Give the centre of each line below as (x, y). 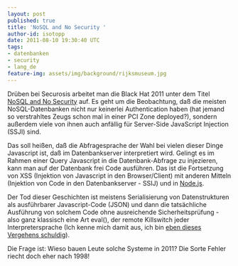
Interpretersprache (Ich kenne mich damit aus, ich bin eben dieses (104, 227)
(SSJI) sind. (24, 132)
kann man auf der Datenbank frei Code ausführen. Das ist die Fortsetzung (115, 168)
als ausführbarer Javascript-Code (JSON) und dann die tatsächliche (107, 204)
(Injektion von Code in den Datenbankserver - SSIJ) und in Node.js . (106, 183)
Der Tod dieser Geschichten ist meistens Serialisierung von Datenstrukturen (118, 197)
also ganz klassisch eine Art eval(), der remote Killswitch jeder (98, 219)
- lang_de (22, 67)
